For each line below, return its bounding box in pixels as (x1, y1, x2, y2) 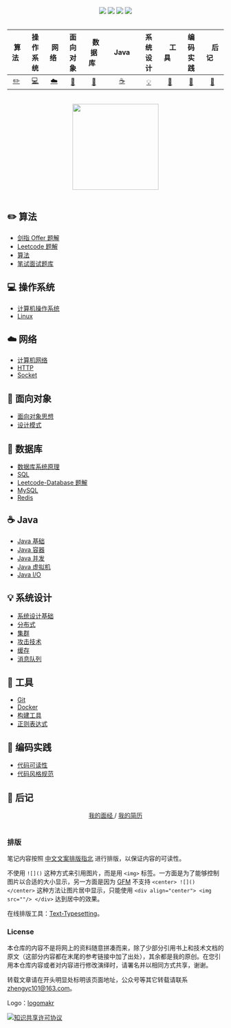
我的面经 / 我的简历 (88, 811, 143, 820)
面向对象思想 (16, 412, 54, 420)
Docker (16, 703, 38, 711)
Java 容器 (16, 545, 45, 553)
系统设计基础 (16, 612, 54, 620)
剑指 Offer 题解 (16, 233, 60, 242)
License (7, 927, 34, 936)
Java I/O (16, 570, 41, 579)
